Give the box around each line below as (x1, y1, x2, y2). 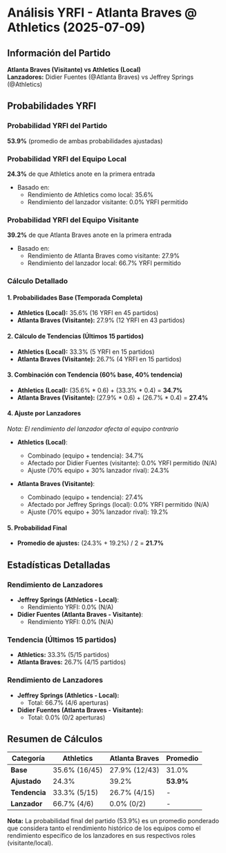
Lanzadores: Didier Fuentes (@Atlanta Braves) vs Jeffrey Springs (7, 73, 194, 81)
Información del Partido (7, 47, 111, 59)
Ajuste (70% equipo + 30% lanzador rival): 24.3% (27, 466, 170, 475)
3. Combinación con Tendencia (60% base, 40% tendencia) (7, 370, 183, 379)
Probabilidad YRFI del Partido (7, 121, 108, 131)
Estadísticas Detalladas (7, 559, 111, 571)
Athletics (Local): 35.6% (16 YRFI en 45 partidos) (17, 309, 159, 317)
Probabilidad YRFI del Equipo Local (7, 154, 126, 163)
